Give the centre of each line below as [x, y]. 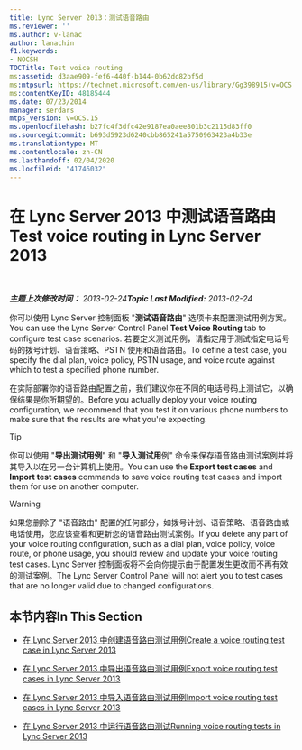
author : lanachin [42, 43]
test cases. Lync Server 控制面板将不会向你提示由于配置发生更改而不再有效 [149, 564]
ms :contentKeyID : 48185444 [60, 93]
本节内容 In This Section [76, 616]
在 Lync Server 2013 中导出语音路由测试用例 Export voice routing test [150, 669]
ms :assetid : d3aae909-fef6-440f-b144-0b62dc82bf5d [106, 77]
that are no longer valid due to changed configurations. [112, 586]
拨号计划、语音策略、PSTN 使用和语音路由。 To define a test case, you [156, 350]
